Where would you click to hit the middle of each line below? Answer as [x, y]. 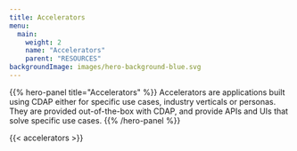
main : [28, 34]
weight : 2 [44, 42]
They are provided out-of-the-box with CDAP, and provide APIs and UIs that [148, 111]
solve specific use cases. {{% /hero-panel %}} [95, 120]
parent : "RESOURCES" [63, 59]
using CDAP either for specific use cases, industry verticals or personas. [143, 101]
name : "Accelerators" [65, 51]
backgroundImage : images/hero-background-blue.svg [105, 68]
